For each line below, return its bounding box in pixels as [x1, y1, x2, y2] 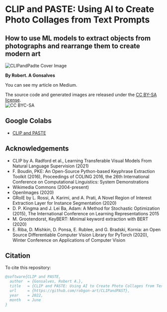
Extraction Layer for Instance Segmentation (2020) [12, 200, 117, 206]
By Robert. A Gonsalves [5, 72, 56, 78]
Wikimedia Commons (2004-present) [12, 184, 89, 190]
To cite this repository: [5, 265, 51, 271]
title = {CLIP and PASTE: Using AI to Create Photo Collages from [9, 284, 155, 289]
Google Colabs [5, 117, 52, 125]
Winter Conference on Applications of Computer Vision [12, 237, 126, 243]
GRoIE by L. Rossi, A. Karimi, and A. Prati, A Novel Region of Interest [12, 194, 152, 200]
